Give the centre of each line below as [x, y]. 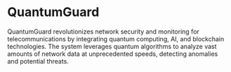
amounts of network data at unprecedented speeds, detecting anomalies [113, 54]
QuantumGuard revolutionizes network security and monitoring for [104, 31]
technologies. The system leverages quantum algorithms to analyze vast [112, 46]
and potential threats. [38, 61]
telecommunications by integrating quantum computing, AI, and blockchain [116, 38]
